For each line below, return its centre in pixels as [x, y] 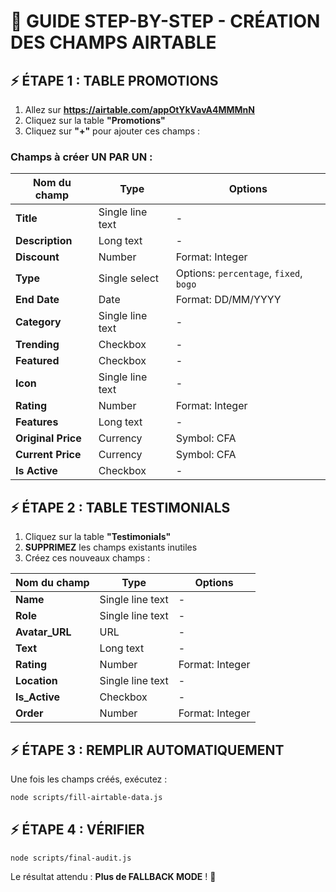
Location [36, 681]
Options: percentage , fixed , [239, 273]
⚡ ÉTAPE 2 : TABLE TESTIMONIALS [120, 507]
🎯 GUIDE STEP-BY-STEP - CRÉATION [165, 21]
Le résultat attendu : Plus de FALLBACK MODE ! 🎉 [113, 877]
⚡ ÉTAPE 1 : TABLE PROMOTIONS [114, 80]
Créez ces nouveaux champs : [87, 558]
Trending [37, 345]
